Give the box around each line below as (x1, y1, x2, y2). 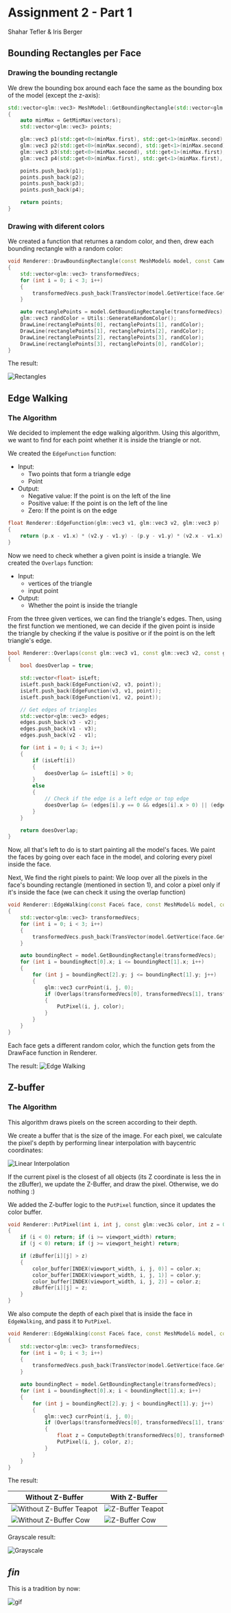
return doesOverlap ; (20, 826, 79, 834)
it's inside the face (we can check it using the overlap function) (8, 888, 186, 896)
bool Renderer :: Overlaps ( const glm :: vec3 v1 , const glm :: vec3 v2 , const (8, 649, 220, 657)
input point (27, 586, 59, 595)
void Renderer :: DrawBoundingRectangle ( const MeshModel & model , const (8, 258, 211, 265)
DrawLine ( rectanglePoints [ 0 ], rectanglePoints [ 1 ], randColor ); (20, 322, 205, 328)
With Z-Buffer (110, 1493, 158, 1502)
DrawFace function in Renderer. (8, 1048, 98, 1057)
